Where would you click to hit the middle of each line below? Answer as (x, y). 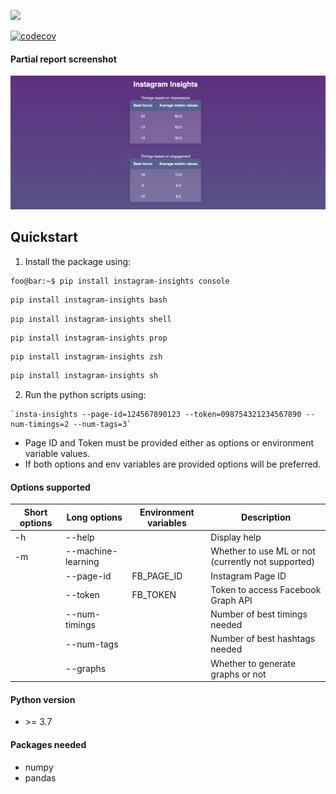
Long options (94, 517)
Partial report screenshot (63, 59)
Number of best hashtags (263, 639)
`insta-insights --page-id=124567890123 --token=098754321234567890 (156, 415)
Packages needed (48, 744)
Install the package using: (78, 261)
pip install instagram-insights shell (91, 319)
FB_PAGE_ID (157, 576)
